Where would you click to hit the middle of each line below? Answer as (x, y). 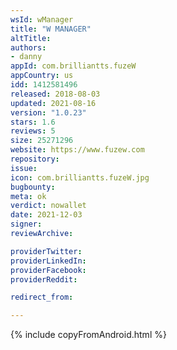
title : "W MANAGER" (51, 29)
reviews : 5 (33, 131)
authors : (28, 47)
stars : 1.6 (33, 122)
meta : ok (28, 196)
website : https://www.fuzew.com (77, 150)
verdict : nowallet (48, 206)
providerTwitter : (46, 251)
